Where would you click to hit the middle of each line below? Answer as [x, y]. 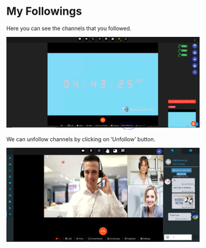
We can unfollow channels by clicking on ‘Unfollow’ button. [81, 139]
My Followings [44, 11]
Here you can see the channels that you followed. [69, 28]
